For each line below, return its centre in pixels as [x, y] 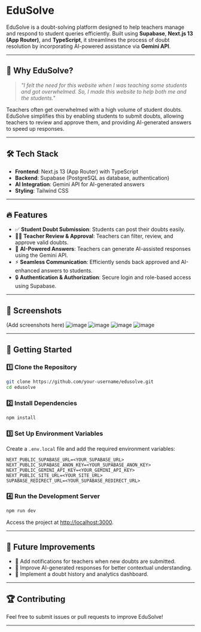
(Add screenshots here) [35, 325]
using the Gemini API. [41, 255]
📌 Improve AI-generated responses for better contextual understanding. [103, 568]
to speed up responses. [35, 128]
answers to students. [67, 271]
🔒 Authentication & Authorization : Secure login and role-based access [103, 277]
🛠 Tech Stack [32, 154]
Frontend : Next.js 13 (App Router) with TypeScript [77, 171]
